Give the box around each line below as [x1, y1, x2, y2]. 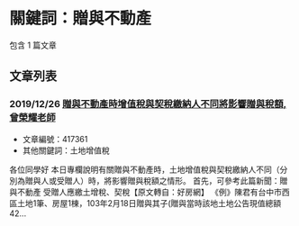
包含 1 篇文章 [9, 40, 57, 50]
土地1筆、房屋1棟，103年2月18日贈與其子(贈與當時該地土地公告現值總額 [16, 197, 282, 208]
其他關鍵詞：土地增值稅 [22, 145, 110, 156]
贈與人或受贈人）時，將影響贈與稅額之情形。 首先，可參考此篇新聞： [24, 175, 280, 185]
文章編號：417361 [22, 133, 88, 144]
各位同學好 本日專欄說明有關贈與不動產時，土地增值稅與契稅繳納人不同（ [9, 164, 280, 175]
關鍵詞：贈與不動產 [9, 8, 152, 29]
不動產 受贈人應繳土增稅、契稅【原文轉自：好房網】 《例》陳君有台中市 [16, 186, 282, 197]
